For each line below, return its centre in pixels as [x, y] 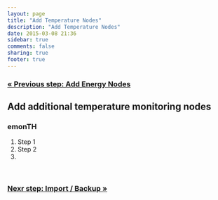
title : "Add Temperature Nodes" [54, 20]
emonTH [22, 126]
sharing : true [28, 53]
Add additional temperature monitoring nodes [109, 107]
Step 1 [26, 142]
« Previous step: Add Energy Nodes [69, 84]
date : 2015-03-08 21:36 [42, 33]
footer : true [26, 60]
